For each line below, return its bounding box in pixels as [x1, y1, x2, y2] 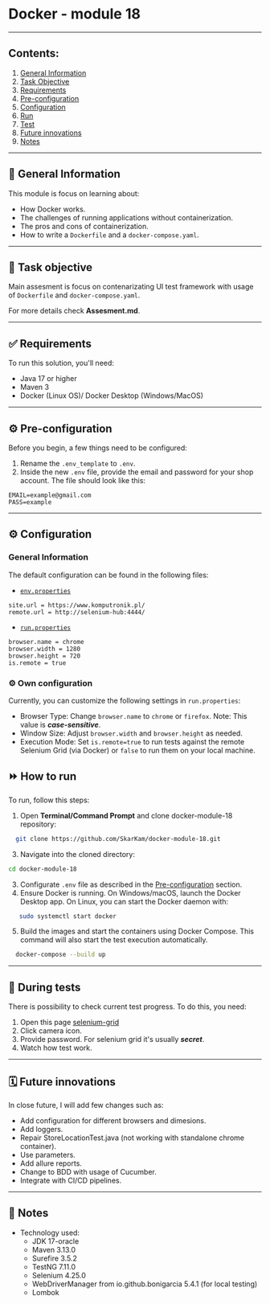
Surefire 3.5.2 [31, 1253, 78, 1263]
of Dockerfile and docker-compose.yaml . [8, 290, 141, 300]
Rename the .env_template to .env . [19, 459, 136, 468]
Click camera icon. [19, 1026, 83, 1035]
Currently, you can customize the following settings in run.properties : [8, 695, 241, 705]
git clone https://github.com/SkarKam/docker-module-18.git [15, 834, 221, 843]
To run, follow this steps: [8, 795, 90, 805]
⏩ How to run [8, 769, 77, 784]
